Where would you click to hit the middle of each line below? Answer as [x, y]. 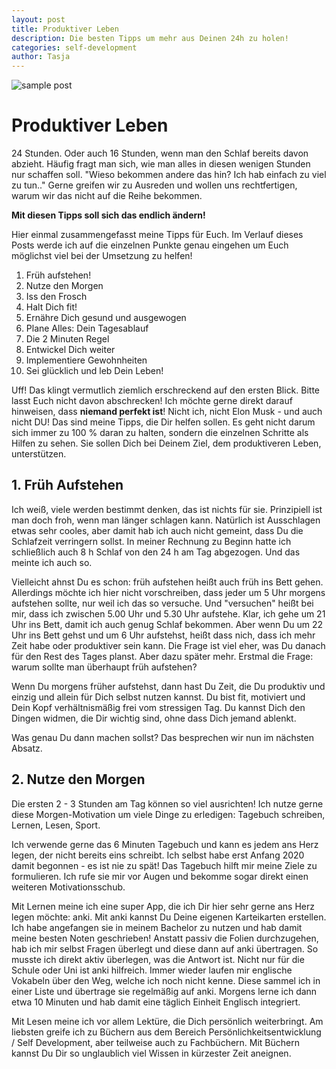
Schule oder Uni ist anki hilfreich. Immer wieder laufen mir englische [152, 970]
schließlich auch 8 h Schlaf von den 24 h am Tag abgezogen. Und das [156, 552]
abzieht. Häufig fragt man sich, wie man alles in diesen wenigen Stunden [161, 164]
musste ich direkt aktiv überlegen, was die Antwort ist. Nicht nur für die [158, 959]
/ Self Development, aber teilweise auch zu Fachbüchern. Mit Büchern [156, 1042]
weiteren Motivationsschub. [68, 887]
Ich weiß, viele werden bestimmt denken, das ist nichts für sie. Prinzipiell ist [167, 509]
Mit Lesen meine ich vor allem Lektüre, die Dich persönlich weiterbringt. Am [167, 1021]
